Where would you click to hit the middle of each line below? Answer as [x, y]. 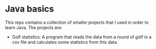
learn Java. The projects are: [34, 27]
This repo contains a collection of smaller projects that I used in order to [77, 22]
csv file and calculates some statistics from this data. [65, 42]
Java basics [30, 9]
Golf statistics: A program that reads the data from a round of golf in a [82, 37]
